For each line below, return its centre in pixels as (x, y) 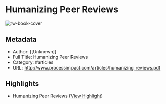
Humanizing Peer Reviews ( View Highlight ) (58, 96)
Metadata (21, 39)
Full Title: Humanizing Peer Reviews (50, 57)
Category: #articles (33, 62)
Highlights (22, 84)
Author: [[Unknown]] (34, 51)
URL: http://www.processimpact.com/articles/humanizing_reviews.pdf (87, 67)
